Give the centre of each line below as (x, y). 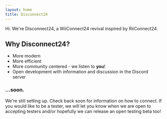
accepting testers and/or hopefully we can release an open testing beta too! (83, 111)
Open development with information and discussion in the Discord (80, 72)
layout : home (19, 10)
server (19, 77)
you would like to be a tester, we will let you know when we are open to (78, 106)
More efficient (27, 61)
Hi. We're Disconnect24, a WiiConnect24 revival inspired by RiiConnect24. (82, 28)
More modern (26, 56)
